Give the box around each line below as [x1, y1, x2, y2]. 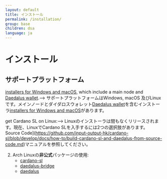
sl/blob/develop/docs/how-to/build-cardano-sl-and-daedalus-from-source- [5, 135, 162, 141]
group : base [5, 21, 30, 27]
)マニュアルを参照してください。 [23, 141, 91, 147]
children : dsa [5, 26, 35, 31]
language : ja [5, 31, 33, 36]
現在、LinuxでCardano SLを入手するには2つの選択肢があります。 [13, 124, 148, 130]
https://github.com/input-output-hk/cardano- [35, 130, 129, 136]
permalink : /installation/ [5, 17, 62, 22]
